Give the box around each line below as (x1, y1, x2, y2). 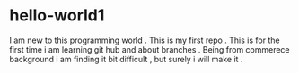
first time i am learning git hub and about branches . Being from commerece (9, 44, 290, 54)
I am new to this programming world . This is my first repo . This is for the (9, 35, 280, 45)
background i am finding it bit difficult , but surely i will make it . (9, 53, 243, 64)
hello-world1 (9, 5, 105, 26)
